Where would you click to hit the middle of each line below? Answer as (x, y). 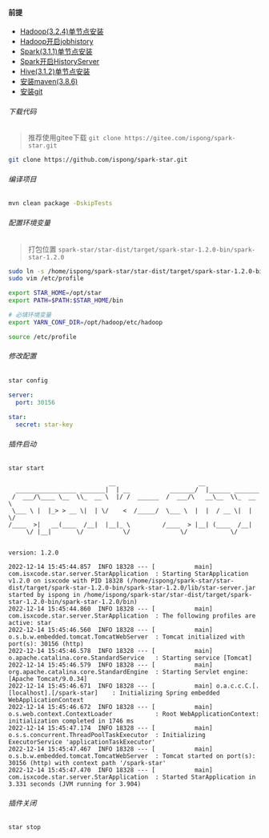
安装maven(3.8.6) (49, 82)
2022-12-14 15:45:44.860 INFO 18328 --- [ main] (111, 609)
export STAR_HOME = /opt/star (55, 293)
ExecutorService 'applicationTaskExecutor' (82, 742)
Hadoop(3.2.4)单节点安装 (62, 31)
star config (28, 381)
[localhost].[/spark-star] (53, 693)
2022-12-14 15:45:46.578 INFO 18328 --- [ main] (111, 651)
